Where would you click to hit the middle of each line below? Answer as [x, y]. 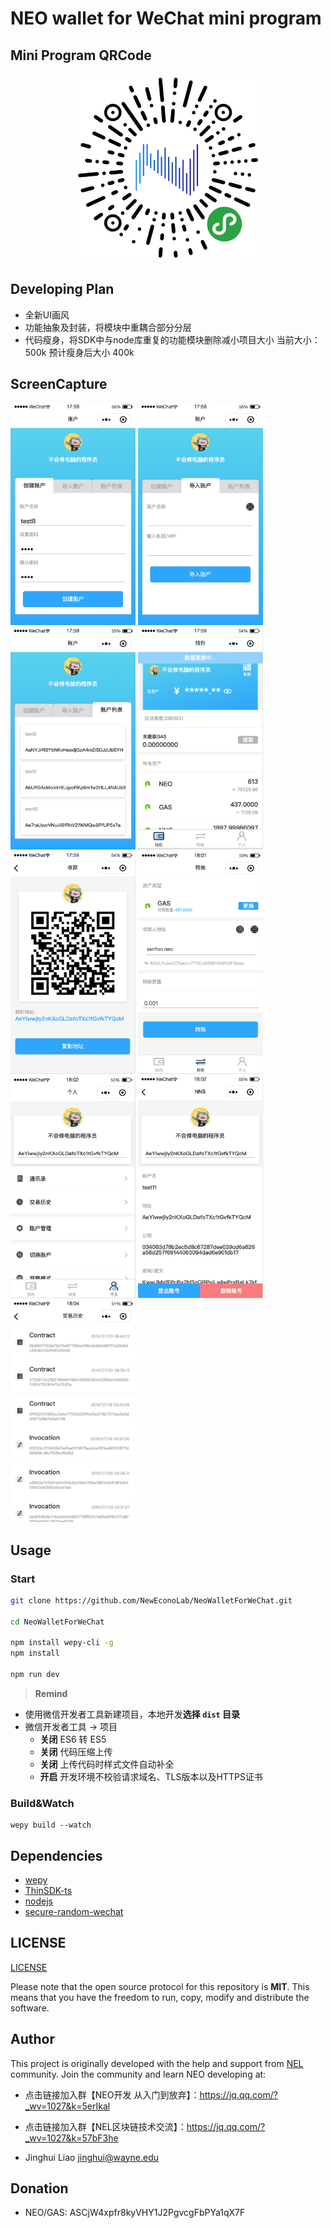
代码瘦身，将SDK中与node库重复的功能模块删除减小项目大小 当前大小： [172, 339]
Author [32, 2039]
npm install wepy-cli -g [62, 1643]
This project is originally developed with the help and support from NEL [157, 2063]
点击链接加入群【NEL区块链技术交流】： [105, 2126]
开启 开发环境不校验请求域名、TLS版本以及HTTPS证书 [151, 1776]
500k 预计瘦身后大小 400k [79, 352]
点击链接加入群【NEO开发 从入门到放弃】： [112, 2094]
